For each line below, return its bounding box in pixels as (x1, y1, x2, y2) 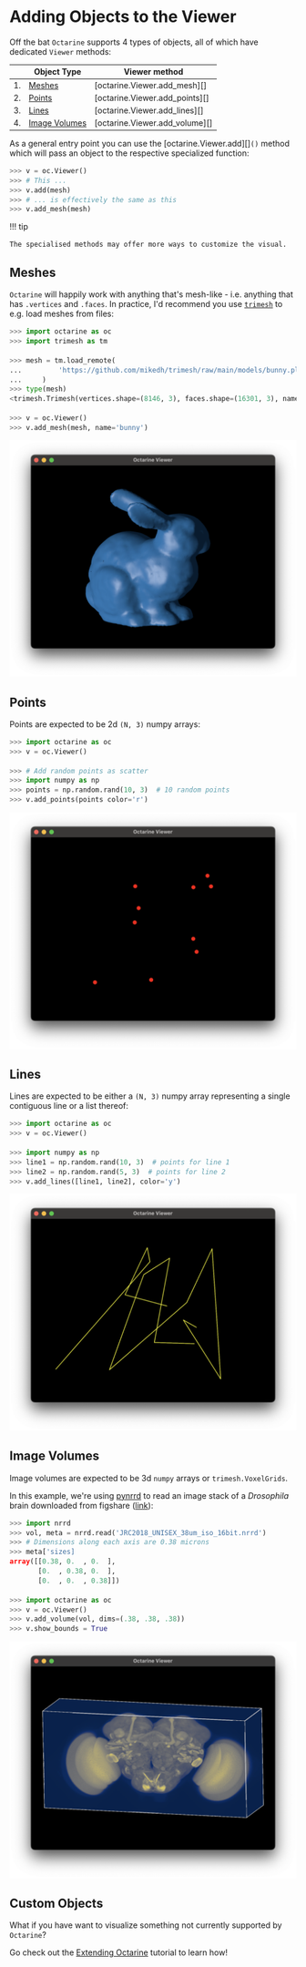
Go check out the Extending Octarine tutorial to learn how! (9, 1947, 228, 1958)
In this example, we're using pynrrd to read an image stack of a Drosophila (9, 1490, 290, 1501)
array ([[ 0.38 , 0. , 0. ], (9, 1557, 117, 1566)
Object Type (33, 67, 82, 77)
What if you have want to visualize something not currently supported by (9, 1920, 282, 1931)
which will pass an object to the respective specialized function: (9, 148, 250, 159)
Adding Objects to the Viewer (9, 6, 237, 27)
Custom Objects (9, 1895, 104, 1911)
